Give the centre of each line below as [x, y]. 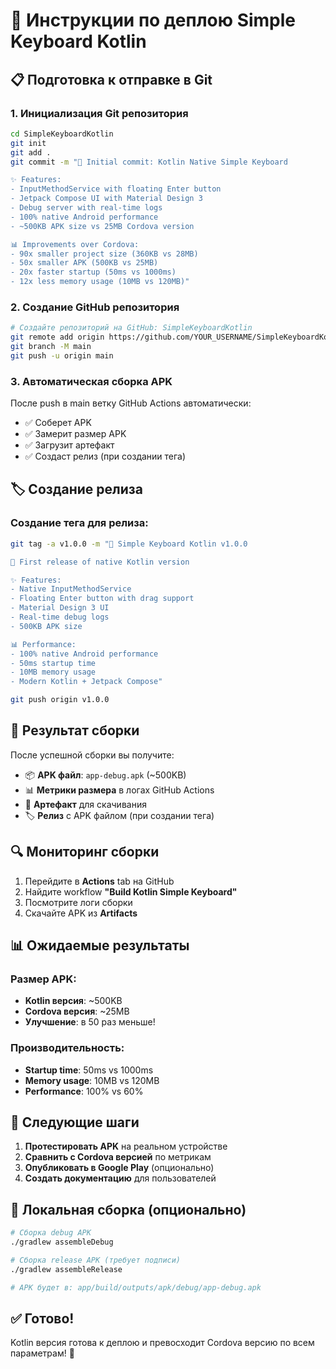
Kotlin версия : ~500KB [73, 1001]
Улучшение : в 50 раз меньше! [90, 1022]
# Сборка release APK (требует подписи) [96, 1260]
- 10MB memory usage [53, 672]
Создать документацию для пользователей [120, 1178]
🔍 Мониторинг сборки [85, 852]
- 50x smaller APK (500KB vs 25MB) [84, 263]
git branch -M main [51, 347]
